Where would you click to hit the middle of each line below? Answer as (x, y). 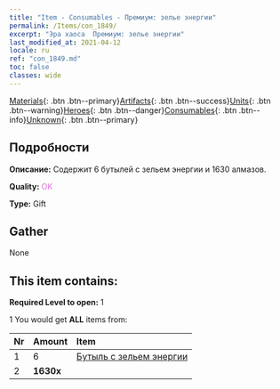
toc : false (29, 68)
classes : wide (36, 76)
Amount (50, 342)
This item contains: (64, 281)
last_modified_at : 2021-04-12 (65, 42)
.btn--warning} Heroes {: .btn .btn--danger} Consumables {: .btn (123, 110)
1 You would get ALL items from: (68, 320)
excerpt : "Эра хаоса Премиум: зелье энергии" (97, 34)
